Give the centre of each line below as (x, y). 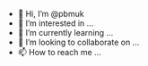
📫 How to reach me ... (59, 52)
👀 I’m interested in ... (56, 23)
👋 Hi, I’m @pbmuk (51, 14)
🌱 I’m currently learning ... (65, 33)
